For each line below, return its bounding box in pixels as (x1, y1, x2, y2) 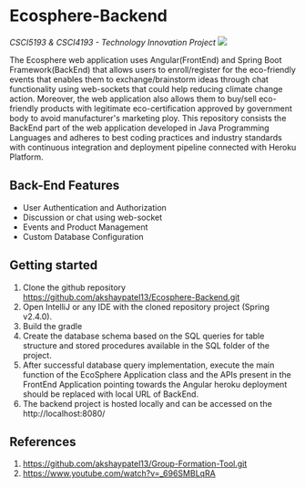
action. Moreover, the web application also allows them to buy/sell (9, 93, 257, 104)
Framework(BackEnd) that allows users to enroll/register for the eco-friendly (9, 64, 296, 75)
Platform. (9, 151, 44, 162)
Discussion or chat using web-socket (22, 212, 163, 223)
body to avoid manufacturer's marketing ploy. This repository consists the (9, 112, 287, 123)
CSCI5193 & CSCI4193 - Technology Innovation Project (9, 36, 217, 47)
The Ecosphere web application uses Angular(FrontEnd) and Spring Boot (9, 54, 282, 65)
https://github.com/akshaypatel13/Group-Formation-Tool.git (22, 458, 248, 470)
